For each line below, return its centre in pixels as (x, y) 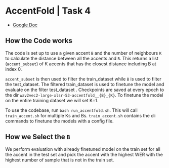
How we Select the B (38, 137)
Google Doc (25, 25)
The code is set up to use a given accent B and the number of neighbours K (83, 53)
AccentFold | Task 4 (48, 11)
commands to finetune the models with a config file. (59, 121)
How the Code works (39, 41)
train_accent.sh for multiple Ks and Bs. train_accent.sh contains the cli (80, 115)
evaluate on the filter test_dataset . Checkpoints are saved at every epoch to (85, 90)
